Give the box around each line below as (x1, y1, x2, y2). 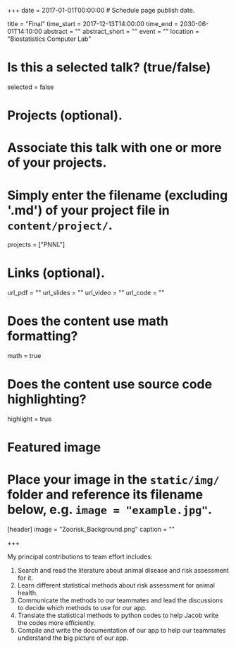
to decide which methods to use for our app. (17, 604, 147, 612)
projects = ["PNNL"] (7, 240, 66, 249)
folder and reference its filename (7, 487, 203, 503)
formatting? (7, 328, 78, 345)
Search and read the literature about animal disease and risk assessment (17, 566, 229, 575)
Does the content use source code (7, 376, 213, 393)
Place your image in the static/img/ (7, 472, 220, 488)
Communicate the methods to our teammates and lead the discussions (17, 596, 223, 605)
